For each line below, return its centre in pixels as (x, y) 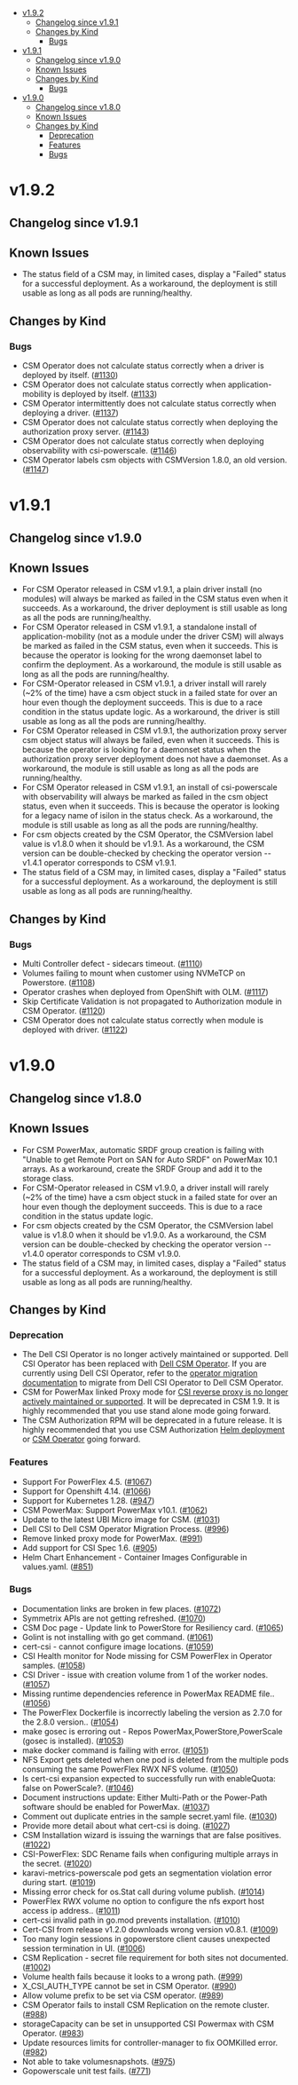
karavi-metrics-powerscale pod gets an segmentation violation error (147, 1873)
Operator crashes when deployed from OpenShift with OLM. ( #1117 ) (145, 992)
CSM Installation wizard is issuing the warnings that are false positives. (152, 1835)
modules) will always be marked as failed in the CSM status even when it (155, 599)
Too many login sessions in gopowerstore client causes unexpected (146, 1939)
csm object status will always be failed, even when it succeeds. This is (151, 740)
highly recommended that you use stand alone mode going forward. (146, 1411)
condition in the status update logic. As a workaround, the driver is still (151, 712)
